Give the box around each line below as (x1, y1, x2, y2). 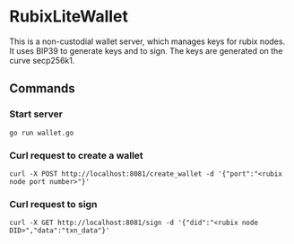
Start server (9, 108, 63, 120)
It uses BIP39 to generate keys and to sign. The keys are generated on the (9, 45, 283, 56)
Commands (9, 81, 76, 96)
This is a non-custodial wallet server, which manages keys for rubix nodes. (9, 36, 285, 47)
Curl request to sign (9, 197, 98, 210)
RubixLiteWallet (9, 6, 128, 27)
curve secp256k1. (9, 55, 75, 65)
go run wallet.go (9, 128, 74, 137)
